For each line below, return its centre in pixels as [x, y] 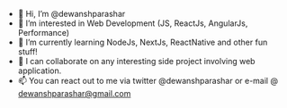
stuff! [27, 52]
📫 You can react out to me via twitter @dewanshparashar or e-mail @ [148, 81]
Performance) [44, 33]
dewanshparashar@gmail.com [74, 93]
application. [40, 71]
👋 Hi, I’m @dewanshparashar [72, 14]
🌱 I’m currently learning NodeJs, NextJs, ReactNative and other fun [143, 42]
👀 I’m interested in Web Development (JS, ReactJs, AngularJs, [133, 23]
